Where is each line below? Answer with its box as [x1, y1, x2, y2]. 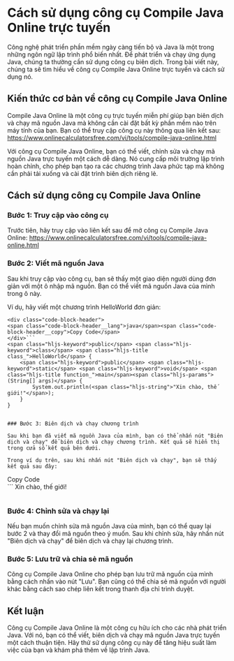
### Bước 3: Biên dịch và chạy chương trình [7, 420, 139, 427]
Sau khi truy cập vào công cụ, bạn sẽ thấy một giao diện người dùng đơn [7, 274, 217, 283]
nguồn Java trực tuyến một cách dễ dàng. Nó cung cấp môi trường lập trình [7, 154, 225, 163]
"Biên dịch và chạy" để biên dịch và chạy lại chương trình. [7, 537, 174, 545]
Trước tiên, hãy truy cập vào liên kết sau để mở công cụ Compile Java [7, 226, 208, 235]
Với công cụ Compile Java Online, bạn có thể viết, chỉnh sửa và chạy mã [7, 147, 215, 155]
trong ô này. [7, 289, 42, 297]
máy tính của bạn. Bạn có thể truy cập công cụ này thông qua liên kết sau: [7, 126, 221, 134]
